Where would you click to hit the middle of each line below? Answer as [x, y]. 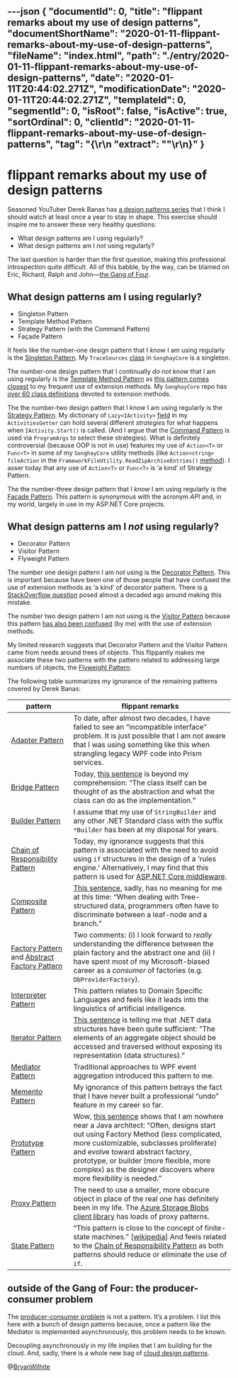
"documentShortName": [63, 34]
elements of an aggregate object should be [145, 1037]
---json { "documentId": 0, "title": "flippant [105, 12]
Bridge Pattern [35, 787]
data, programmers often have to [164, 906]
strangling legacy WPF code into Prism [138, 753]
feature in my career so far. [118, 1105]
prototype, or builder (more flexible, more [142, 1161]
